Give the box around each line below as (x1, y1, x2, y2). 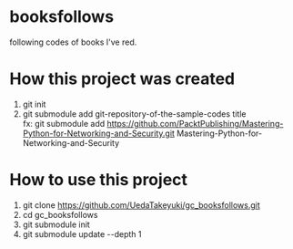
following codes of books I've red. (9, 36, 137, 47)
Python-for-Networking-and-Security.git (22, 128, 176, 139)
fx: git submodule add (22, 118, 106, 129)
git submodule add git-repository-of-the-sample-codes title (22, 108, 247, 119)
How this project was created (9, 68, 235, 89)
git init (22, 99, 46, 109)
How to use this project (9, 170, 188, 191)
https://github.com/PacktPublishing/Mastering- (106, 118, 284, 129)
